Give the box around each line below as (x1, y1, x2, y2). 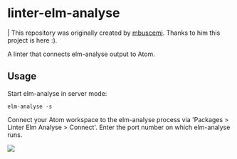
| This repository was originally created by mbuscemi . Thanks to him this (7, 28, 221, 37)
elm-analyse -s (7, 103, 53, 110)
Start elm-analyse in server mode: (7, 89, 107, 97)
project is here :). (7, 35, 58, 44)
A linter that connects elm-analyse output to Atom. (7, 50, 155, 58)
